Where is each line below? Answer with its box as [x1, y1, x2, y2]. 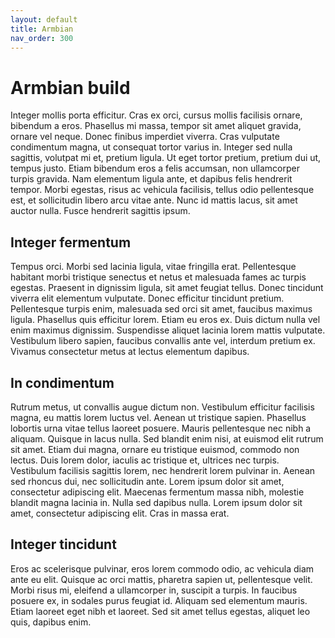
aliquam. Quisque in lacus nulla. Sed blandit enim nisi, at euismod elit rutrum [10, 432, 324, 445]
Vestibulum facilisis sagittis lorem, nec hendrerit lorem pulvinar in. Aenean [10, 464, 316, 476]
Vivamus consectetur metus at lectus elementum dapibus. [10, 346, 250, 358]
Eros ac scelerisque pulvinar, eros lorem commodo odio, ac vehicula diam [10, 562, 315, 575]
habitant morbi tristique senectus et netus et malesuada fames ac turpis [10, 271, 307, 283]
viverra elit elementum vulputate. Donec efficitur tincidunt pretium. [10, 292, 285, 305]
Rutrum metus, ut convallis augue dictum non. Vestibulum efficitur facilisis [10, 401, 315, 413]
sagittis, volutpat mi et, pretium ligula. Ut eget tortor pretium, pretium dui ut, [10, 152, 322, 164]
